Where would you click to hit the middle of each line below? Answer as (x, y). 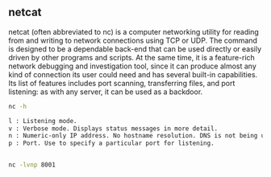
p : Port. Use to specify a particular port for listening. (112, 143)
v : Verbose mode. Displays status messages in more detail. (113, 128)
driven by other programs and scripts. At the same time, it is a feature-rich (132, 57)
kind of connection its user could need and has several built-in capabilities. (133, 74)
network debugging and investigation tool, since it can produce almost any (132, 66)
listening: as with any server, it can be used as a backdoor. (106, 92)
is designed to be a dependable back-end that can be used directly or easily (135, 49)
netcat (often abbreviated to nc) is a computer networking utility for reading (134, 31)
